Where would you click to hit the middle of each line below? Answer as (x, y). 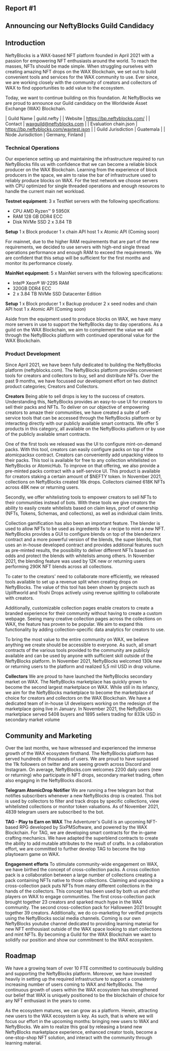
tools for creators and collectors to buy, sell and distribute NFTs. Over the (82, 376)
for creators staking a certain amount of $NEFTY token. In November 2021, (84, 477)
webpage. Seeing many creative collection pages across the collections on (84, 619)
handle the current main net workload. (45, 191)
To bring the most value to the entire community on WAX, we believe (77, 640)
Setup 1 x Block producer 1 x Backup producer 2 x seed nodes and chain (81, 303)
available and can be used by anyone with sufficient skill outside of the (79, 656)
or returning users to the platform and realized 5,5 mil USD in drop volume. (83, 667)
